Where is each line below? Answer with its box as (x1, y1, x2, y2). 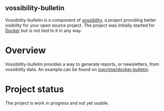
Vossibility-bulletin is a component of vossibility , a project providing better (5, 17, 157, 23)
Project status (5, 83, 64, 95)
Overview (5, 45, 46, 56)
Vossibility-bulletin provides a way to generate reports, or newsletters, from (5, 61, 160, 67)
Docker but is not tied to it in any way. (5, 27, 82, 34)
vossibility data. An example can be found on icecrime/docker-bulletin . (5, 66, 150, 72)
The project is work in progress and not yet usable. (5, 100, 109, 106)
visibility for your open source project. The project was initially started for (5, 22, 155, 28)
